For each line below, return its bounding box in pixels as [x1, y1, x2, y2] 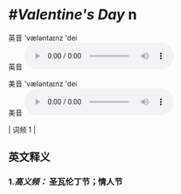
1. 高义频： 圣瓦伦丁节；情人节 [8, 176, 124, 188]
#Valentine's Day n [8, 6, 137, 24]
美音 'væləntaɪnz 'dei [8, 78, 77, 89]
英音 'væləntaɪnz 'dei [8, 33, 77, 42]
